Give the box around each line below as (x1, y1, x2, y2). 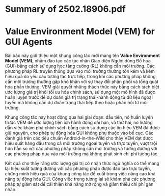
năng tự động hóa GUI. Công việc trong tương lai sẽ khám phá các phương (5, 176, 156, 182)
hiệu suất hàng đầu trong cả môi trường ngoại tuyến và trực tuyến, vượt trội (5, 140, 157, 146)
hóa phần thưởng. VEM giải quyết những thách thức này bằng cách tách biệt (5, 84, 160, 90)
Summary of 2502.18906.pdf (5, 3, 126, 15)
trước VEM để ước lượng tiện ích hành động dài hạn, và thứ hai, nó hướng (5, 119, 153, 126)
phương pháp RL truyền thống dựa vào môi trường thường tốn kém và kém (5, 68, 155, 74)
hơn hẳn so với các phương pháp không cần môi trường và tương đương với (5, 146, 157, 152)
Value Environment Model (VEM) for (5, 26, 155, 37)
